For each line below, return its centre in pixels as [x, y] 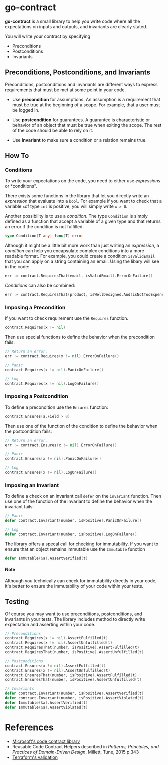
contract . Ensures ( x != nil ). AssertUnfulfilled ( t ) [58, 670]
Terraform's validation [35, 757]
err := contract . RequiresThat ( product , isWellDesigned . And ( [69, 295]
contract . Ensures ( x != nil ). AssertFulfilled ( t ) [56, 666]
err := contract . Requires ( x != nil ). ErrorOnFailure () [62, 356]
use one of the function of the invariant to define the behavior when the [79, 501]
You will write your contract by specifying [48, 36]
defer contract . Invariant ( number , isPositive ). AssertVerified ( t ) [74, 694]
